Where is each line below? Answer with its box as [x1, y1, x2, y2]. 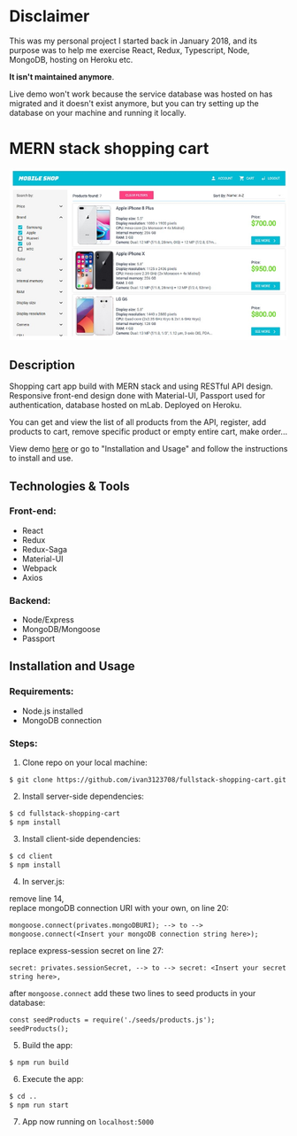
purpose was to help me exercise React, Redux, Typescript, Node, [9, 44, 250, 55]
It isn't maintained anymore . [9, 71, 115, 81]
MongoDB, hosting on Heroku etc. [9, 54, 133, 65]
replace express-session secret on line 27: [9, 946, 164, 956]
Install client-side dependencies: [21, 834, 141, 845]
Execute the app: [21, 1074, 84, 1085]
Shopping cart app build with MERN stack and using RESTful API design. [9, 381, 274, 391]
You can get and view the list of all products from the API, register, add [9, 417, 267, 428]
